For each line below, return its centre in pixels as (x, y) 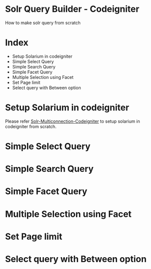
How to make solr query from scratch (43, 23)
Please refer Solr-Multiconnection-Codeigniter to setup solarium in (73, 121)
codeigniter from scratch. (31, 126)
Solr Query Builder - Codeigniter (72, 9)
